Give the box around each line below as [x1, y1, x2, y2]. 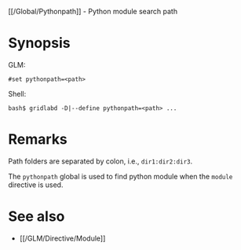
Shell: [8, 89, 27, 98]
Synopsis [8, 35, 71, 52]
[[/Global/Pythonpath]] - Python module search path [8, 7, 178, 16]
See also [8, 208, 65, 226]
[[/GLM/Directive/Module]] [19, 233, 106, 243]
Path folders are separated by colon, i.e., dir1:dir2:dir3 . [8, 156, 193, 166]
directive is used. [8, 180, 64, 189]
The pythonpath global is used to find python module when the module [8, 171, 233, 181]
